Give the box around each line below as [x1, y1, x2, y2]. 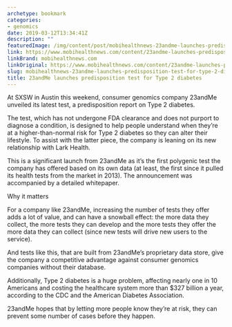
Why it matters [7, 192, 49, 200]
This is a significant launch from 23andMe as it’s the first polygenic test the [7, 157, 221, 165]
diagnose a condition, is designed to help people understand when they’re [7, 122, 219, 130]
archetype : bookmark [7, 10, 67, 17]
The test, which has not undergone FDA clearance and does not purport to [7, 114, 220, 122]
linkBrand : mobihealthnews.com [7, 55, 97, 62]
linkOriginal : [7, 62, 48, 68]
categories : [7, 17, 41, 24]
